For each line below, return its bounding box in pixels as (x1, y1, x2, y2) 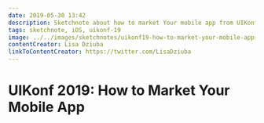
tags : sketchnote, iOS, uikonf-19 (8, 26, 122, 34)
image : (8, 33, 30, 42)
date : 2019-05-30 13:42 (8, 11, 86, 20)
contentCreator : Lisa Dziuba (8, 41, 104, 49)
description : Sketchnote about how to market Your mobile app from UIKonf (8, 19, 258, 27)
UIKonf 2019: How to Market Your (8, 81, 230, 99)
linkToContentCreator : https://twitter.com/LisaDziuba (8, 48, 192, 56)
